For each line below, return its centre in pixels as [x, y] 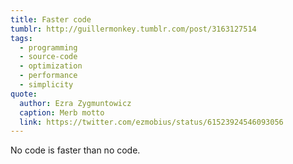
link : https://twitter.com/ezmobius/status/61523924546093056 [151, 122]
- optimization [51, 66]
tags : [21, 38]
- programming [48, 47]
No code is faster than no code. [75, 150]
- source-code [48, 57]
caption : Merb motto [62, 112]
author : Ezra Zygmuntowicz [75, 103]
